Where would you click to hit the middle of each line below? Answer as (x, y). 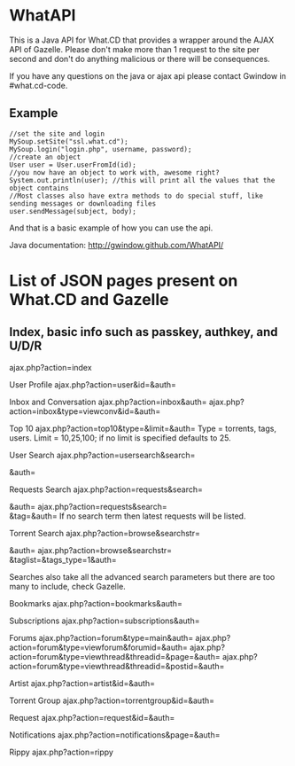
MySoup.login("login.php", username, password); (101, 149)
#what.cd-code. (39, 85)
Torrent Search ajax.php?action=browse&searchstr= (105, 533)
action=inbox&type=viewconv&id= (72, 411)
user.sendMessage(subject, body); (73, 211)
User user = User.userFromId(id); (73, 165)
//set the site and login (57, 134)
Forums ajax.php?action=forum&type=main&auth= (101, 637)
